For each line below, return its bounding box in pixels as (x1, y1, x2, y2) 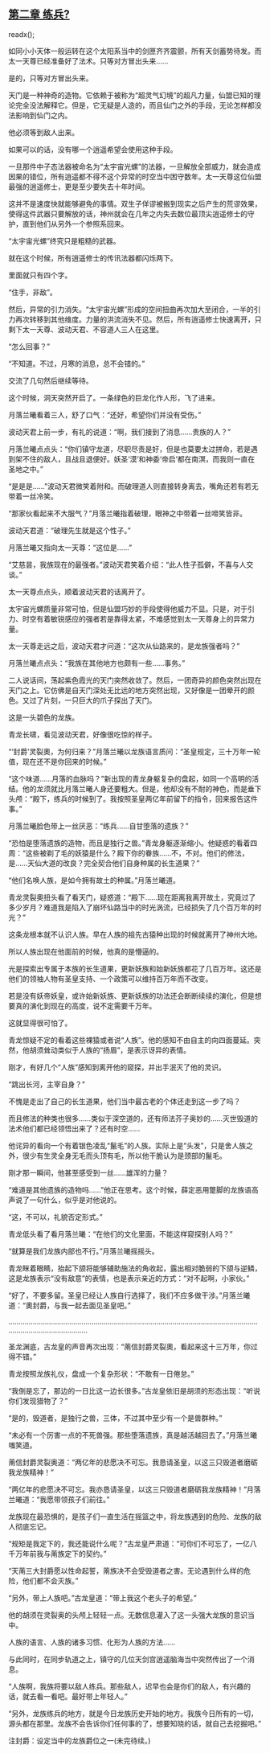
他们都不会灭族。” (22, 1575, 79, 1586)
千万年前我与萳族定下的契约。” (8, 1549, 107, 1558)
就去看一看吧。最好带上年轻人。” (22, 1691, 129, 1701)
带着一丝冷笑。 (8, 491, 58, 501)
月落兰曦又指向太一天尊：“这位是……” (8, 542, 133, 552)
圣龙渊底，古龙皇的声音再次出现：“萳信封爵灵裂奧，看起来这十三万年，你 (8, 1341, 252, 1351)
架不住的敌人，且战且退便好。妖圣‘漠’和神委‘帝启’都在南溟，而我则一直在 (14, 454, 256, 464)
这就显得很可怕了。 (8, 1018, 72, 1028)
